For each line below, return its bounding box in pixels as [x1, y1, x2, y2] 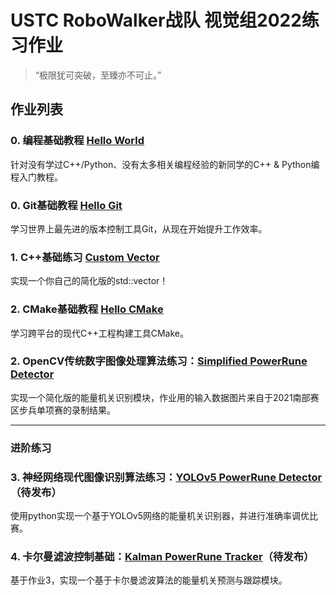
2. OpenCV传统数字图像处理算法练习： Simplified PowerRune [10, 354, 308, 368]
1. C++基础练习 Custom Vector [10, 250, 160, 264]
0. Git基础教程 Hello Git [10, 198, 123, 212]
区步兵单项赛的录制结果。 [10, 404, 116, 416]
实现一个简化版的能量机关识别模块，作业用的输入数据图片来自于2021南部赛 [10, 391, 320, 403]
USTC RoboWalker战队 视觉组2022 [10, 9, 302, 32]
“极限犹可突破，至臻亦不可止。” [34, 69, 162, 81]
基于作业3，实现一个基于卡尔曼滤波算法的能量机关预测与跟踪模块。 [10, 574, 288, 586]
